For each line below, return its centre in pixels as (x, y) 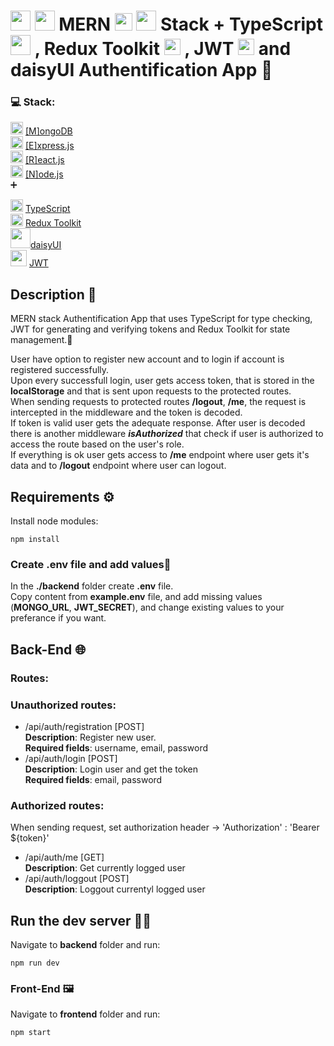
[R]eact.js (44, 160)
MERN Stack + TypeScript (190, 24)
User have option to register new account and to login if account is (147, 359)
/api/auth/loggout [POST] (77, 879)
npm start (31, 1033)
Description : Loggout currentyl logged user (115, 889)
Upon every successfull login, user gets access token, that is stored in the (162, 381)
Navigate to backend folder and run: (85, 945)
